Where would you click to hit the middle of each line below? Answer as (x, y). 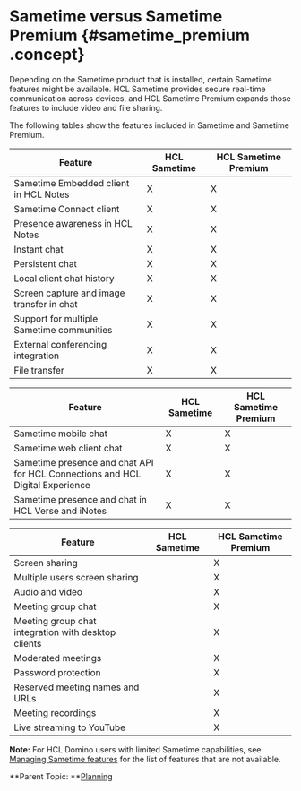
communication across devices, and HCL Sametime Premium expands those (150, 98)
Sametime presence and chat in (81, 499)
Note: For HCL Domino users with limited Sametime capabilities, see (135, 749)
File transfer (39, 370)
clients (28, 643)
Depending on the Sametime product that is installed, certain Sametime (141, 79)
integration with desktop (65, 632)
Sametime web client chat (68, 448)
